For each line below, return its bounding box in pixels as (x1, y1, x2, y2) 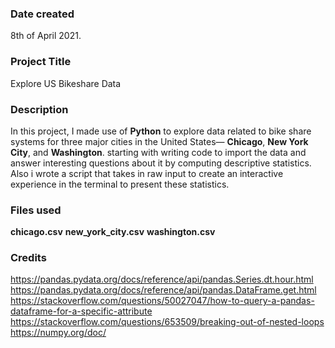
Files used (10, 203, 62, 217)
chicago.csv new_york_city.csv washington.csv (10, 226, 216, 238)
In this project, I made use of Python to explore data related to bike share (10, 125, 312, 137)
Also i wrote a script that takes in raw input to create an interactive (10, 167, 284, 179)
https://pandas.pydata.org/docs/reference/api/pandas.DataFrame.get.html (10, 284, 317, 296)
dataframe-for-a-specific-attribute (10, 305, 153, 317)
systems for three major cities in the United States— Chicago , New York (10, 135, 309, 147)
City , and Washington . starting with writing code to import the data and (10, 146, 307, 158)
